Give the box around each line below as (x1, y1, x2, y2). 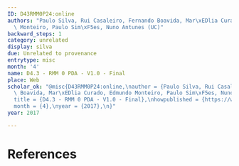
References (7, 146, 77, 162)
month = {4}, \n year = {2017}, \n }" (14, 103, 116, 110)
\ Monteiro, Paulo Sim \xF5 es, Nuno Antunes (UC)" (14, 23, 164, 31)
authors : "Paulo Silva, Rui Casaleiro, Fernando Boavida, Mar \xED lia (7, 17, 218, 24)
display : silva (7, 43, 53, 50)
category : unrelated (7, 37, 69, 44)
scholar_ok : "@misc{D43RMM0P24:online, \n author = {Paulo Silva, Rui (7, 83, 215, 90)
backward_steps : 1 (7, 30, 62, 38)
